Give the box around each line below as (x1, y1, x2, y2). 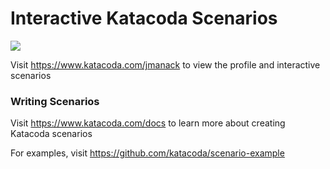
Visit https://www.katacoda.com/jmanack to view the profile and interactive (10, 58, 321, 71)
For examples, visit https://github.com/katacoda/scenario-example (10, 147, 285, 159)
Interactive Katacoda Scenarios (10, 7, 278, 30)
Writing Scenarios (10, 94, 100, 108)
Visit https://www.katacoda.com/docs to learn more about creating (10, 117, 286, 129)
